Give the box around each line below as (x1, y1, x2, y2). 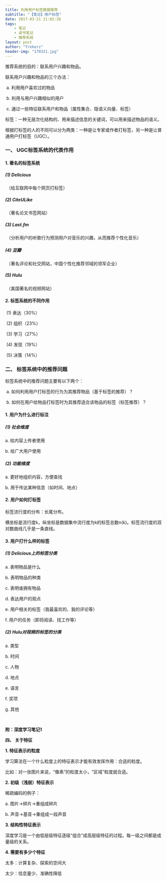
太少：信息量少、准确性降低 (5, 870, 62, 876)
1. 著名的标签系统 (5, 160, 40, 166)
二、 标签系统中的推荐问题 (5, 366, 68, 373)
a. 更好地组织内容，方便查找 (5, 474, 63, 480)
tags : (5, 21, 16, 26)
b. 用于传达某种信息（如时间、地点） (5, 484, 81, 490)
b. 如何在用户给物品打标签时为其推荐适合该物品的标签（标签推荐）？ (6, 399, 147, 405)
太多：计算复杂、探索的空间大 (5, 860, 66, 866)
